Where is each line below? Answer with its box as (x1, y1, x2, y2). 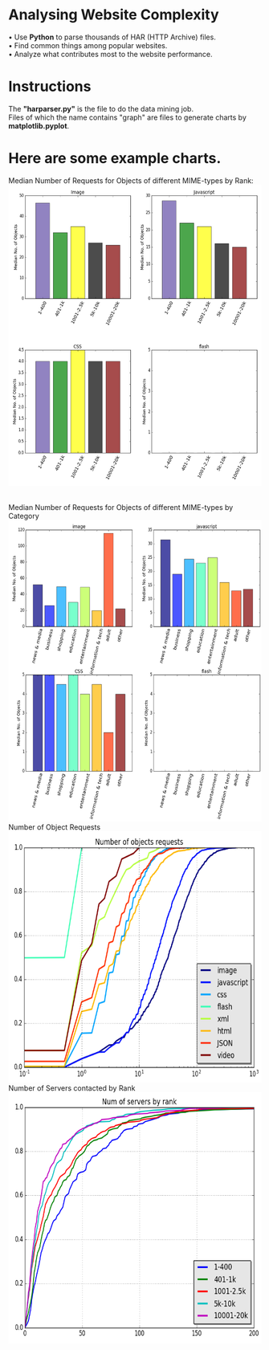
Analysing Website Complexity (8, 6, 219, 24)
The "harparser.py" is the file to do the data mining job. (8, 104, 194, 113)
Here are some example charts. (8, 149, 222, 168)
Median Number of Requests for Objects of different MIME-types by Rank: (8, 175, 255, 186)
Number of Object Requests (8, 822, 101, 832)
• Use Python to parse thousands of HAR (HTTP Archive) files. (8, 32, 217, 42)
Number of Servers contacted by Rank (8, 1083, 136, 1093)
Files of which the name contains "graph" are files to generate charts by (8, 112, 247, 122)
